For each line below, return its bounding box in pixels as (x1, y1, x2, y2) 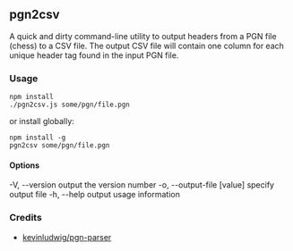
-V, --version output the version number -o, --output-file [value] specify (9, 180, 275, 190)
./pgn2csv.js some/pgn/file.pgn (9, 100, 130, 110)
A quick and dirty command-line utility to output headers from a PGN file (9, 30, 277, 41)
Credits (9, 212, 42, 224)
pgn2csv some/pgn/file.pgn (9, 141, 110, 150)
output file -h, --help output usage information (9, 189, 181, 200)
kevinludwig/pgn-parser (22, 231, 112, 242)
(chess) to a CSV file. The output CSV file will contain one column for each (9, 40, 285, 51)
